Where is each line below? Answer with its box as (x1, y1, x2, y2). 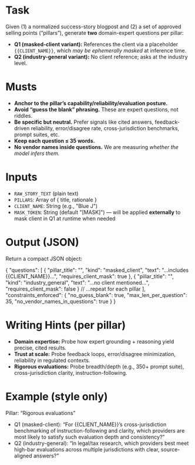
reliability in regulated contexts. (14, 357, 90, 364)
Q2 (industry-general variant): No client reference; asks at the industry (14, 53, 189, 60)
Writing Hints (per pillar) (5, 318, 126, 332)
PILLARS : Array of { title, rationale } (14, 196, 97, 203)
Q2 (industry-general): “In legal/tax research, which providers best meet (14, 440, 189, 447)
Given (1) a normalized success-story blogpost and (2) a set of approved (5, 23, 181, 30)
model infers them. (14, 150, 60, 157)
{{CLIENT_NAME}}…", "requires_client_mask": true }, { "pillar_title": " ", (5, 272, 174, 280)
